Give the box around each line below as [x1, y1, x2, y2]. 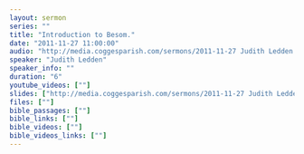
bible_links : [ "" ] [9, 114, 79, 123]
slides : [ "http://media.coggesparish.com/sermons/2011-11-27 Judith [9, 89, 273, 98]
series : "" [9, 22, 51, 31]
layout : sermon [9, 13, 67, 23]
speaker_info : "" [9, 64, 75, 73]
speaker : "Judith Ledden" [9, 55, 107, 64]
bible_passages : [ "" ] [9, 106, 91, 115]
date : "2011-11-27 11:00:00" [9, 38, 119, 48]
